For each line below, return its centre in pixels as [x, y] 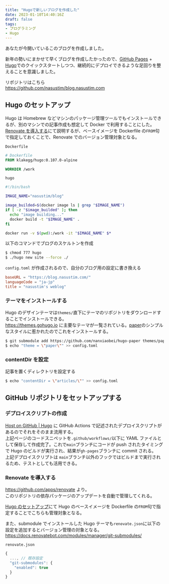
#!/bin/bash [18, 187]
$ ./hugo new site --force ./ [37, 257]
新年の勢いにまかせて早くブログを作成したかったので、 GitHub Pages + [79, 59]
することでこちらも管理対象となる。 [47, 513]
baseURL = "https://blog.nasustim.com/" [48, 278]
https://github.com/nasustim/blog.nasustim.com [55, 88]
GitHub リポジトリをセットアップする [64, 398]
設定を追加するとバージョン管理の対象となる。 [54, 530]
